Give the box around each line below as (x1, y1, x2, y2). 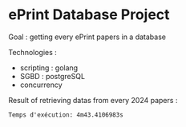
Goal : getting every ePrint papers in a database (8, 32, 167, 42)
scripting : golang (19, 62, 79, 73)
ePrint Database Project (8, 6, 170, 24)
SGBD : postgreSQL (19, 71, 86, 81)
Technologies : (8, 47, 58, 57)
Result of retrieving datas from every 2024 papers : (8, 95, 178, 105)
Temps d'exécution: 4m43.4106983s (8, 110, 124, 119)
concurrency (19, 80, 63, 89)
